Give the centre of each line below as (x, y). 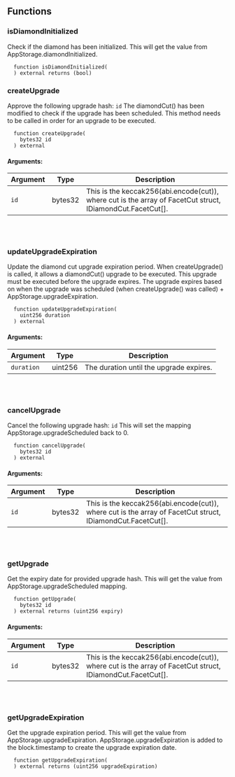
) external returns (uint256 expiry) (69, 611)
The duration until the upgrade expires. (149, 367)
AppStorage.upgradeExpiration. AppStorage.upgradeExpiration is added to (115, 740)
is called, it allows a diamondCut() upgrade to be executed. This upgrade (112, 274)
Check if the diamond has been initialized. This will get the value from (107, 47)
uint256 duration (45, 315)
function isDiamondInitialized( (61, 67)
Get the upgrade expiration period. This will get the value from (97, 732)
